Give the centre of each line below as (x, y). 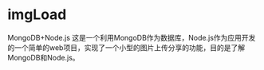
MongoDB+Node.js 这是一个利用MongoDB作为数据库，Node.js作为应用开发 (132, 37)
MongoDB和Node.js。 (44, 57)
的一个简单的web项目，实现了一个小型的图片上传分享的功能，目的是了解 (126, 47)
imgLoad (37, 15)
